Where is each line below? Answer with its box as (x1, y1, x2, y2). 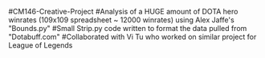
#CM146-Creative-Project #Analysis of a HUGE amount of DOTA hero (8, 7, 238, 16)
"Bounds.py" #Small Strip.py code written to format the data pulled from (8, 24, 247, 33)
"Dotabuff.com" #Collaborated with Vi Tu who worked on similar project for (8, 32, 257, 41)
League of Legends (8, 41, 73, 50)
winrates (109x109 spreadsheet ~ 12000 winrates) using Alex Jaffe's (8, 15, 234, 25)
